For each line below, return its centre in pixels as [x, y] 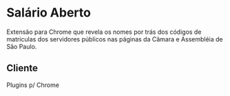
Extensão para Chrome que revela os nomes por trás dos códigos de [104, 32]
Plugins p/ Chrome [33, 85]
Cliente [22, 68]
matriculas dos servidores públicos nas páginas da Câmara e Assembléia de [115, 39]
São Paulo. [22, 46]
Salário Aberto [49, 13]
